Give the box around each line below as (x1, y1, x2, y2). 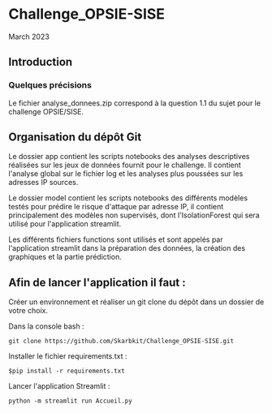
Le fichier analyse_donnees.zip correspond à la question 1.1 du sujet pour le (8, 98, 261, 108)
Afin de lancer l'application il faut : (8, 275, 186, 289)
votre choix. (8, 306, 49, 316)
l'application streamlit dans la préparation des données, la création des (8, 243, 246, 253)
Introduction (8, 55, 73, 69)
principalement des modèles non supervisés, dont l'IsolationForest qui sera (8, 210, 260, 220)
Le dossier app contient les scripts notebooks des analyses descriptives (8, 152, 250, 161)
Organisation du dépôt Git (8, 131, 142, 144)
